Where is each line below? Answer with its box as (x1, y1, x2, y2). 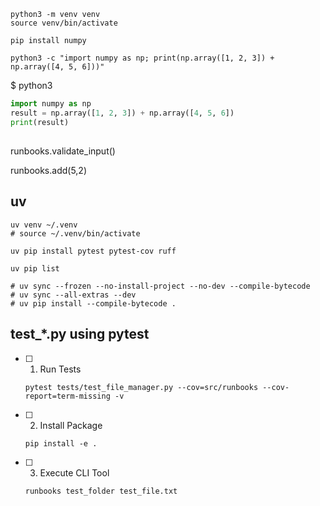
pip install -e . (24, 438, 98, 449)
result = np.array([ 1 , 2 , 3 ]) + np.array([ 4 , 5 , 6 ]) (10, 108, 235, 118)
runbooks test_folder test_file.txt (24, 486, 178, 496)
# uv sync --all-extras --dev (10, 290, 137, 300)
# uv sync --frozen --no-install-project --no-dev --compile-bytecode (10, 281, 311, 291)
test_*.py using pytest (10, 326, 150, 343)
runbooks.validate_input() (10, 145, 116, 157)
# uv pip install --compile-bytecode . (10, 298, 177, 309)
